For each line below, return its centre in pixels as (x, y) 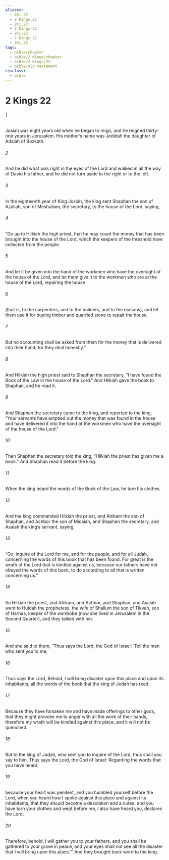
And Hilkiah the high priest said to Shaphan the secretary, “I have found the (83, 375)
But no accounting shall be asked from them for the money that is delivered (83, 342)
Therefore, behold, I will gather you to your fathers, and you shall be (76, 841)
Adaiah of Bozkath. (25, 141)
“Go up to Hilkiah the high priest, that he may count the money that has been (85, 233)
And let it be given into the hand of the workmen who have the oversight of (83, 272)
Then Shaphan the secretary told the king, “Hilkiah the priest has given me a (84, 456)
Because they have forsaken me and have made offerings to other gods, (80, 711)
